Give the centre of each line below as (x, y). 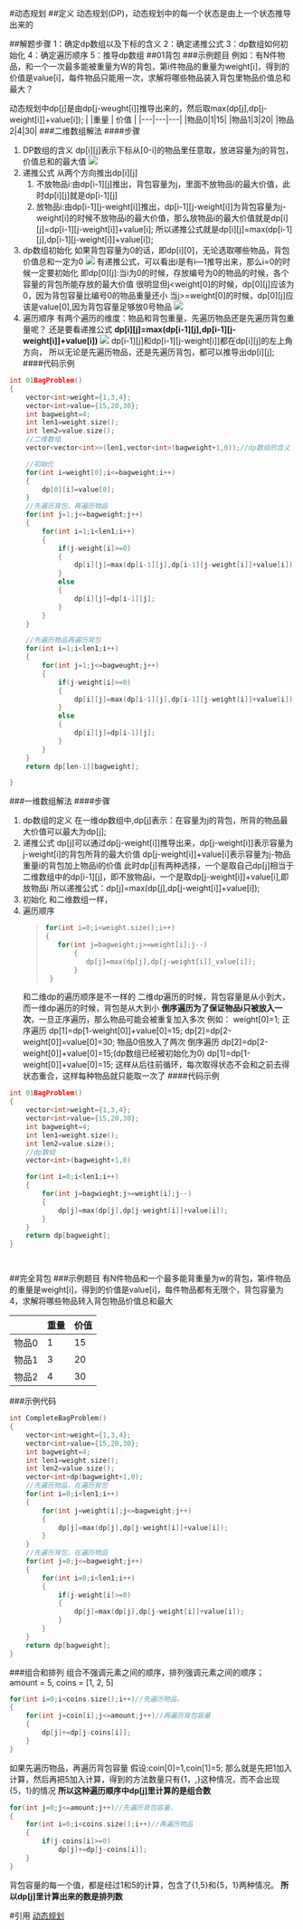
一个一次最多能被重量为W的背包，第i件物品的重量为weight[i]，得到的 (161, 67)
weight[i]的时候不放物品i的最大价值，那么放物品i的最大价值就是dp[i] (162, 218)
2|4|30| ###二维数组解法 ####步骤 (75, 131)
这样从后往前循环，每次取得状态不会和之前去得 (203, 1065)
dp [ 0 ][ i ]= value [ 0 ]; (79, 489)
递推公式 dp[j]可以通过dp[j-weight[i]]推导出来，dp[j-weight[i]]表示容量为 (158, 843)
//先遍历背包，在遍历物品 (67, 1553)
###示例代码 (33, 1402)
